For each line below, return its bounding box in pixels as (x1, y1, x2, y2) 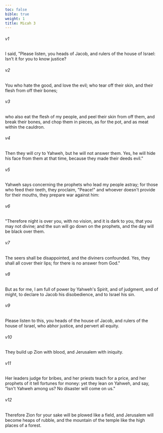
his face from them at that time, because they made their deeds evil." (5, 155, 144, 161)
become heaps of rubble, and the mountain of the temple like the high (5, 417, 145, 423)
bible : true (5, 12, 29, 17)
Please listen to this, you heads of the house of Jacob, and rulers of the (5, 318, 148, 324)
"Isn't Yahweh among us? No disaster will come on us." (5, 386, 116, 392)
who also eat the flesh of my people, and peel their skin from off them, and (5, 113, 155, 119)
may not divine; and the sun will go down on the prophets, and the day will (5, 224, 154, 229)
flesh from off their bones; (5, 87, 57, 93)
